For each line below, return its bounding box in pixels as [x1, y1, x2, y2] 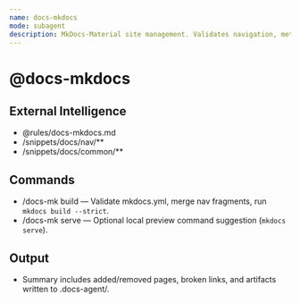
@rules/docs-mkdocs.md [21, 127, 116, 139]
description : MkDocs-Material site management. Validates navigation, [9, 29, 278, 38]
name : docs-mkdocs [9, 13, 78, 22]
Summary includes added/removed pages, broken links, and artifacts [21, 274, 277, 284]
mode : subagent [9, 21, 66, 30]
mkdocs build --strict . [21, 206, 110, 216]
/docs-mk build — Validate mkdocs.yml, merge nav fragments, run [21, 196, 267, 206]
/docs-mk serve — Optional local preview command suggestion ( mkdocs [21, 215, 287, 226]
